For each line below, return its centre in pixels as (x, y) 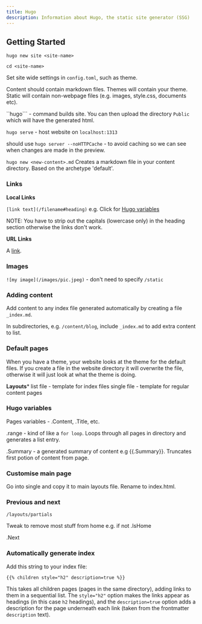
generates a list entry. (33, 440)
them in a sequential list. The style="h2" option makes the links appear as (98, 595)
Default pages (27, 348)
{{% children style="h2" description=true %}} (66, 577)
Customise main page (39, 473)
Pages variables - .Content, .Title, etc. (53, 421)
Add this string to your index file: (47, 567)
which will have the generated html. (50, 120)
